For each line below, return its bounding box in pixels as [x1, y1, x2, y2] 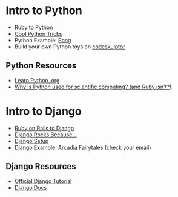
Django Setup [14, 137, 49, 144]
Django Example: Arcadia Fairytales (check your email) [14, 144, 151, 151]
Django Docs [14, 184, 47, 191]
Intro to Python [5, 4, 82, 18]
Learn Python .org [14, 76, 60, 84]
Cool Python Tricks [14, 30, 62, 37]
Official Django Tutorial [14, 177, 72, 185]
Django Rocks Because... [14, 131, 77, 138]
